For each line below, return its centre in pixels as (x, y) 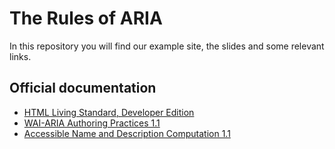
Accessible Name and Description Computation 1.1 (127, 133)
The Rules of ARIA (86, 18)
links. (20, 56)
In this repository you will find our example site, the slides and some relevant (167, 46)
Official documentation (83, 88)
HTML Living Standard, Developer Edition (109, 112)
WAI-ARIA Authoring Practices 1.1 (92, 123)
